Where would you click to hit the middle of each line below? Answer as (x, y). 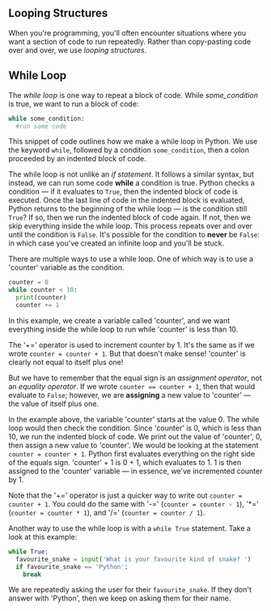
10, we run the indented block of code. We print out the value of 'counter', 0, (135, 436)
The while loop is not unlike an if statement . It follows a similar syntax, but (131, 174)
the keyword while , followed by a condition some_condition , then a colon (129, 150)
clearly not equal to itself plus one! (66, 362)
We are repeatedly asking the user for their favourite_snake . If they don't (130, 590)
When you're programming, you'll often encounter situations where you (127, 32)
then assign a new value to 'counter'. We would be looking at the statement (133, 445)
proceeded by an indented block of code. (78, 159)
